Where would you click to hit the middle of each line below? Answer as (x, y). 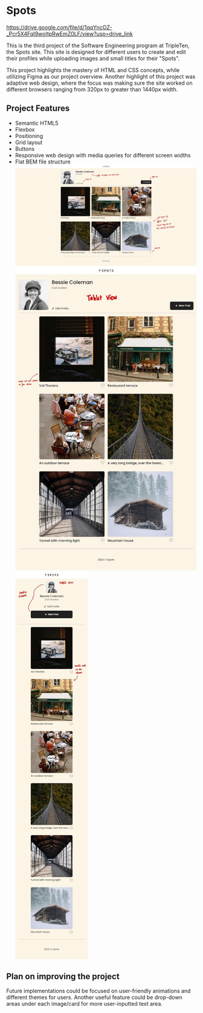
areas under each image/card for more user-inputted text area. (85, 1004)
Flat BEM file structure (43, 162)
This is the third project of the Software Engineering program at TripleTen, (98, 45)
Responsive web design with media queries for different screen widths (103, 155)
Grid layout (29, 142)
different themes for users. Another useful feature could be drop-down (94, 997)
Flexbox (25, 129)
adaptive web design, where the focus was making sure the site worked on (100, 83)
